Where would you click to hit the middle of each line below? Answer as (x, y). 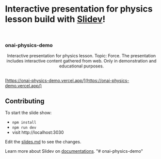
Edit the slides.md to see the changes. (43, 142)
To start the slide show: (28, 113)
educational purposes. (81, 66)
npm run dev (24, 128)
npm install (24, 123)
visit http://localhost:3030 (38, 132)
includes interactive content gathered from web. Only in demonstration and (81, 61)
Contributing (25, 101)
